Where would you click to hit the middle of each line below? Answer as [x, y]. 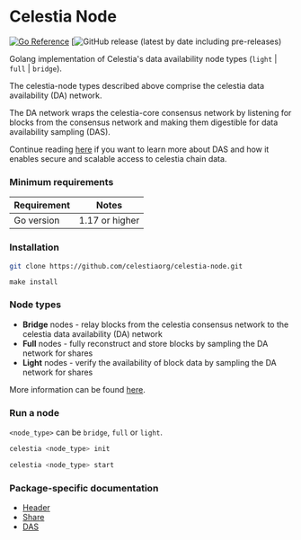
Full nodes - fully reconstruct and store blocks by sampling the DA [145, 343]
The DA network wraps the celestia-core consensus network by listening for [150, 112]
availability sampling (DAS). [60, 131]
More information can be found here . [77, 389]
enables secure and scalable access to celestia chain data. [118, 158]
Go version [37, 220]
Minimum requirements [62, 181]
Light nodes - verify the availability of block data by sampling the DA [149, 362]
